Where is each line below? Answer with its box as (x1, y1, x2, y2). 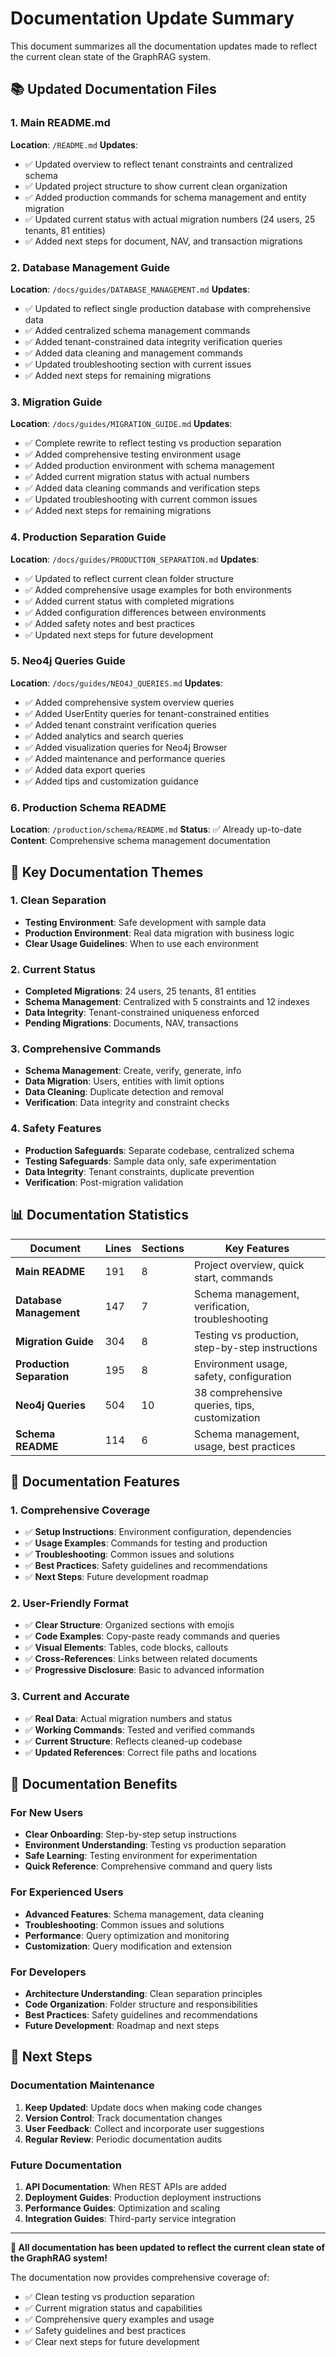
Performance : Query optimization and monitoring (24, 1929, 230, 1941)
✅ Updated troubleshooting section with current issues (24, 358, 252, 370)
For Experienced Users (10, 1885, 124, 1899)
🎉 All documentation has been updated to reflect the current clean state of (10, 2242, 326, 2254)
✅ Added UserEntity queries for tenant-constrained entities (24, 707, 270, 719)
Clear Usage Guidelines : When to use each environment (24, 937, 259, 949)
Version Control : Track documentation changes (24, 2112, 223, 2124)
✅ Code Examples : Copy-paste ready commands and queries (24, 1630, 281, 1642)
